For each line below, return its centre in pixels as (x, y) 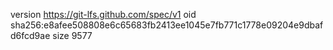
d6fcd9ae (30, 35)
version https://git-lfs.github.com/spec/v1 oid (103, 14)
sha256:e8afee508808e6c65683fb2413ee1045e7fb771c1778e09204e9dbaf (167, 25)
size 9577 (72, 35)
